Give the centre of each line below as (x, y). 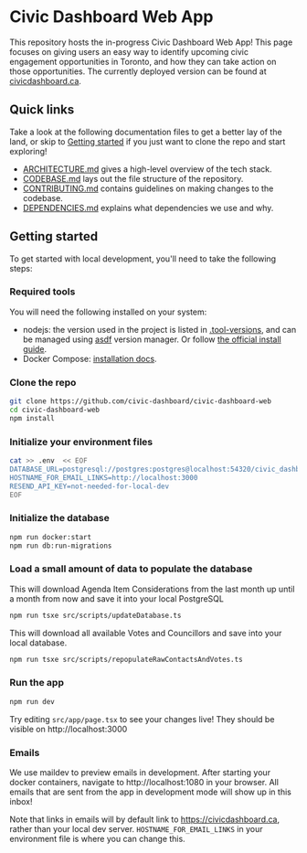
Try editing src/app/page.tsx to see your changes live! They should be (142, 719)
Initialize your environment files (81, 442)
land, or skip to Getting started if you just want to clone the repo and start (148, 141)
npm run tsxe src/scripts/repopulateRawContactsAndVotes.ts (127, 659)
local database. (38, 643)
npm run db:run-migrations (61, 546)
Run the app (37, 683)
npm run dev (32, 701)
